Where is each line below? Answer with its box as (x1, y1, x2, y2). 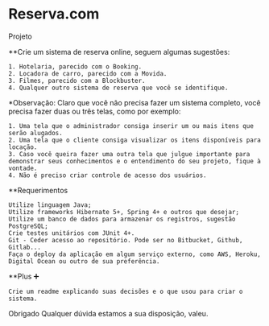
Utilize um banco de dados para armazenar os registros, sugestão (8, 215, 236, 223)
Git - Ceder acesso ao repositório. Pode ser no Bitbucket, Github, (8, 236, 243, 244)
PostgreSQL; (8, 222, 48, 230)
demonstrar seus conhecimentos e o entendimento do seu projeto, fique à (8, 157, 262, 165)
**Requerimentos (8, 185, 68, 195)
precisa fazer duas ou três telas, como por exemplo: (8, 106, 181, 116)
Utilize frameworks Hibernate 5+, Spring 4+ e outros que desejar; (8, 208, 240, 216)
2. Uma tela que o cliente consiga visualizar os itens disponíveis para (8, 136, 262, 144)
